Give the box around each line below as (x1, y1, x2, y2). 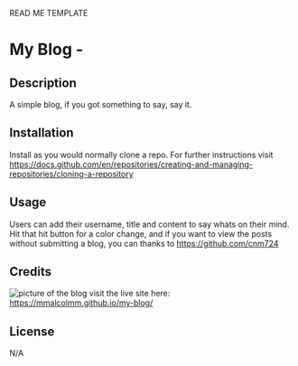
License (9, 324, 55, 339)
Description (9, 75, 77, 90)
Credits (9, 264, 52, 279)
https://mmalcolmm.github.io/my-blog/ (9, 297, 154, 308)
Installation (9, 126, 74, 141)
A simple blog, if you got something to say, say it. (9, 99, 192, 109)
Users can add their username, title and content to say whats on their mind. (9, 219, 290, 230)
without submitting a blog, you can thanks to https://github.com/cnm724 (9, 238, 279, 249)
